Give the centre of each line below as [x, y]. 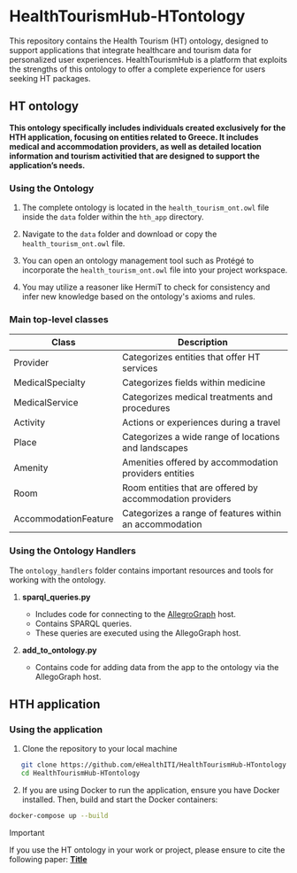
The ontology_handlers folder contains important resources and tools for [141, 570]
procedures [146, 408]
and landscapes [155, 448]
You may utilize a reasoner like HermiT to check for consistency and [146, 287]
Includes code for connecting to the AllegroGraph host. [136, 614]
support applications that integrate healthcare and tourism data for [130, 50]
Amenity [31, 468]
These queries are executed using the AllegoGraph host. [138, 633]
